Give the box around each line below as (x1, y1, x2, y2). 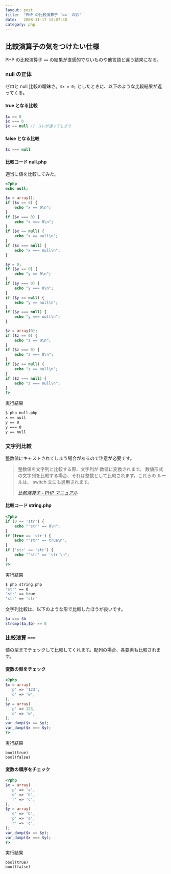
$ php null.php (5, 411, 38, 416)
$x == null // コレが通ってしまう (5, 124, 71, 129)
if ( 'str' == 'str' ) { (5, 547, 54, 553)
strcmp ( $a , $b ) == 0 (5, 621, 47, 626)
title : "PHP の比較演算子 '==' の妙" (5, 12, 82, 17)
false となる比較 (5, 135, 40, 141)
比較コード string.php (5, 502, 52, 509)
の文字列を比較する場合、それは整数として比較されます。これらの (17, 472, 156, 478)
